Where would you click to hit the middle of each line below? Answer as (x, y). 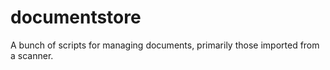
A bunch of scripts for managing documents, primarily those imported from (165, 45)
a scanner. (32, 55)
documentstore (76, 17)
